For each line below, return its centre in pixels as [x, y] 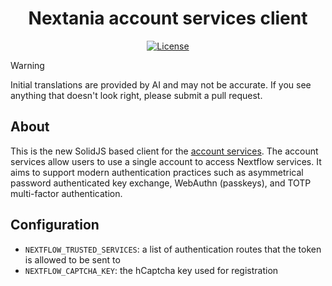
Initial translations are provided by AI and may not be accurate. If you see [161, 84]
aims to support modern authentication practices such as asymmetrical [157, 172]
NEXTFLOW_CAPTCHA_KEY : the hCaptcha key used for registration [151, 270]
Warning [27, 65]
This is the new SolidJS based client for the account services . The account [164, 151]
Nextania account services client [168, 18]
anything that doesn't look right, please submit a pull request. [136, 95]
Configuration [55, 225]
